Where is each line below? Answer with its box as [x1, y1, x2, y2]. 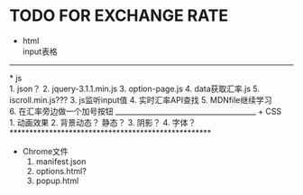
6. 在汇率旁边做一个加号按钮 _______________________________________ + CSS [9, 106, 282, 116]
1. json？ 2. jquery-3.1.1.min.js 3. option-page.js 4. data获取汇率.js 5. [9, 83, 260, 94]
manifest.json [35, 155, 87, 167]
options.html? [35, 165, 87, 176]
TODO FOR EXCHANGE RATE [9, 5, 229, 26]
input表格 [22, 46, 58, 57]
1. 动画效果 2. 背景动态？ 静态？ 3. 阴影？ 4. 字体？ [9, 116, 197, 127]
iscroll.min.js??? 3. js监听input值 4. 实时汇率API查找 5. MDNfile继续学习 [9, 94, 272, 105]
